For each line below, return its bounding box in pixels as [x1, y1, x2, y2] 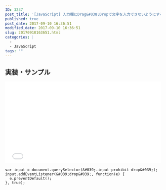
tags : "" [5, 48, 23, 53]
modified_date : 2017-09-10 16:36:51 [5, 26, 81, 31]
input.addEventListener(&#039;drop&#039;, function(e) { [5, 172, 125, 177]
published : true [5, 16, 39, 21]
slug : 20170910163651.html [5, 30, 61, 35]
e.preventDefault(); [9, 176, 52, 181]
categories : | [5, 35, 35, 40]
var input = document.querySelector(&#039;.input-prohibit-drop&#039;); [5, 167, 158, 173]
